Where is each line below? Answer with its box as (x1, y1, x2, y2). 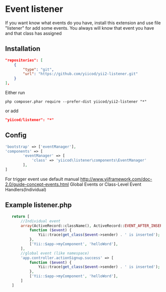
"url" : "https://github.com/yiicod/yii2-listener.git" (23, 72, 138, 77)
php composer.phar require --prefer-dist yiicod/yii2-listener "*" (5, 99, 147, 104)
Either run (5, 90, 25, 95)
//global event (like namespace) (20, 250, 90, 255)
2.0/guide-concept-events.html (5, 181, 69, 187)
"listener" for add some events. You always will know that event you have (5, 25, 154, 31)
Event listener (5, 3, 63, 15)
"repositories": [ (5, 58, 43, 63)
